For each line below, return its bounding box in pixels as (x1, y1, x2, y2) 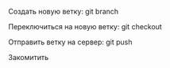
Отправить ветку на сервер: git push (8, 37, 133, 47)
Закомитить (8, 53, 49, 62)
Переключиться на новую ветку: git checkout (8, 22, 163, 31)
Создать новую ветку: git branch (8, 7, 119, 16)
